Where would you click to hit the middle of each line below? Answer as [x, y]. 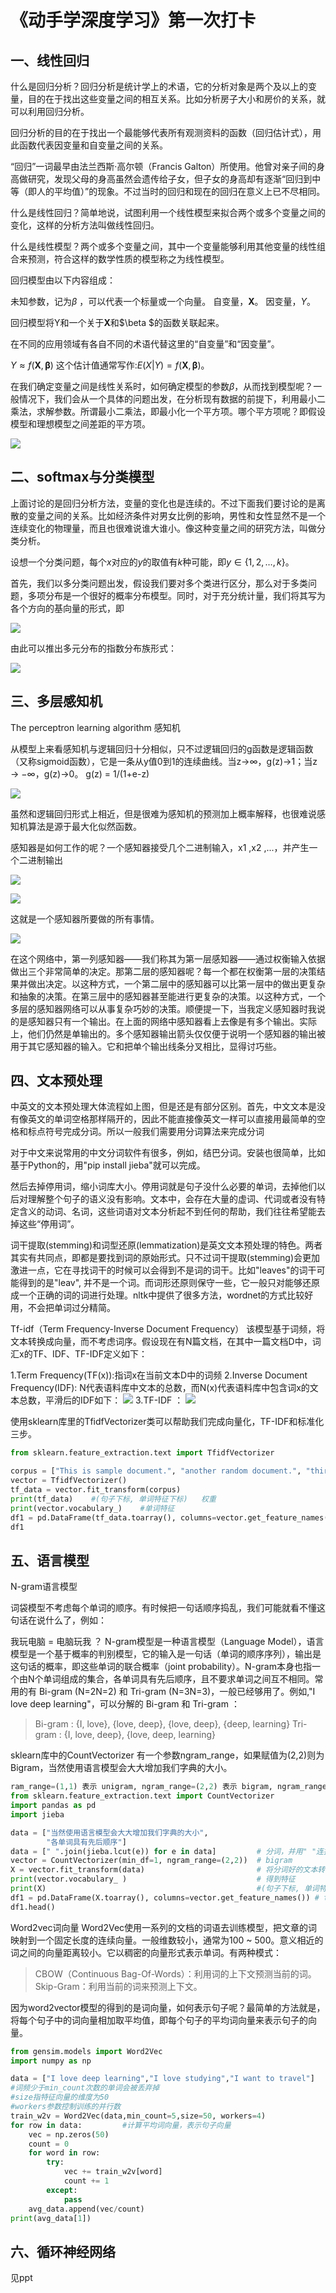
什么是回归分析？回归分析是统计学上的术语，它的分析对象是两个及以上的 [159, 86]
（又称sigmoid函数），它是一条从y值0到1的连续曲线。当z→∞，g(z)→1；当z [164, 761]
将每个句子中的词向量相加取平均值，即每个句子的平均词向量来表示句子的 [159, 2020]
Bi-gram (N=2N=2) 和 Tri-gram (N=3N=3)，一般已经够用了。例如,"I [177, 1692]
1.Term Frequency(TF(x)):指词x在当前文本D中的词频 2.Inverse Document [159, 1375]
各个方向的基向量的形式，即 [67, 608]
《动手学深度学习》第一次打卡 [133, 20]
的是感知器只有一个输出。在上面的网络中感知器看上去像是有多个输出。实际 [163, 1021]
